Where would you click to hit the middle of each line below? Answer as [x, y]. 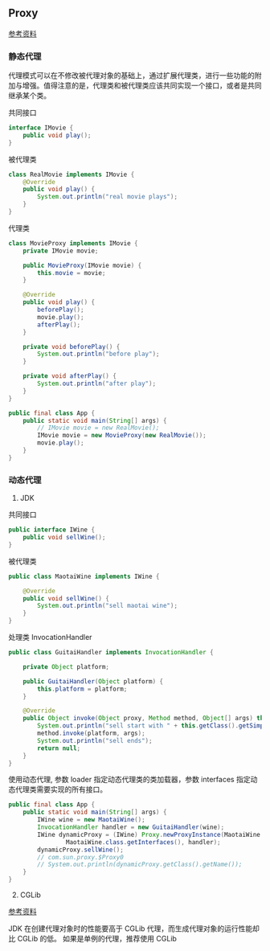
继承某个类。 [29, 96]
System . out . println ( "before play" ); [98, 354]
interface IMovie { [41, 128]
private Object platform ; [66, 666]
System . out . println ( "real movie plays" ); [108, 197]
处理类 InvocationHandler [50, 637]
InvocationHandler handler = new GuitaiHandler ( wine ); [131, 827]
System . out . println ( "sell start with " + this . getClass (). [138, 726]
